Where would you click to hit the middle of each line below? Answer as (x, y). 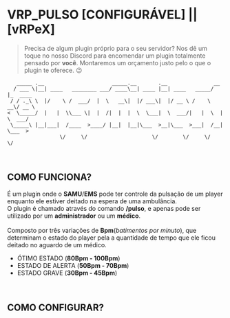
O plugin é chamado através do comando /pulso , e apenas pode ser (104, 208)
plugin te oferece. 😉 (53, 70)
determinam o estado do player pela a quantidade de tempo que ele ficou (111, 238)
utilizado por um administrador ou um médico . (74, 216)
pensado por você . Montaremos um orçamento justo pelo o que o (117, 63)
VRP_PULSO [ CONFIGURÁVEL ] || (102, 15)
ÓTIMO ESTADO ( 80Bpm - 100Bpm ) (69, 258)
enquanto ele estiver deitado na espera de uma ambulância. (92, 201)
